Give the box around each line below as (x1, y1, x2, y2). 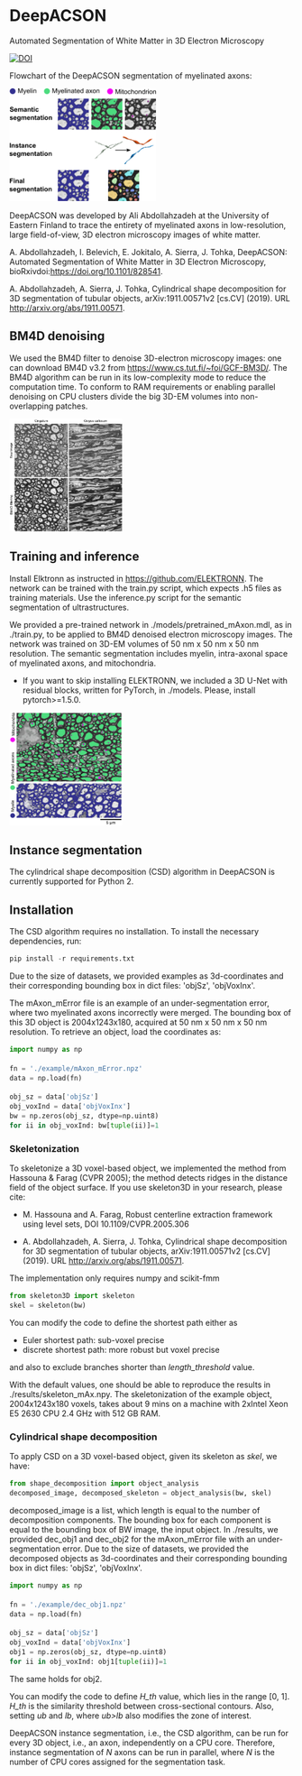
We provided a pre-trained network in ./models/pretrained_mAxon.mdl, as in (9, 619, 293, 630)
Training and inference (9, 549, 140, 565)
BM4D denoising (9, 328, 105, 344)
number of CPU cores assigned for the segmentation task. (9, 1756, 226, 1767)
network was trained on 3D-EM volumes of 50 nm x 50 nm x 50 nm (9, 638, 260, 649)
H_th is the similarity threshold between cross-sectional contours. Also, (9, 1700, 275, 1711)
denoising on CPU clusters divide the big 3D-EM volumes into (9, 391, 239, 401)
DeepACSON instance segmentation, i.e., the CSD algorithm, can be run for (9, 1727, 288, 1738)
